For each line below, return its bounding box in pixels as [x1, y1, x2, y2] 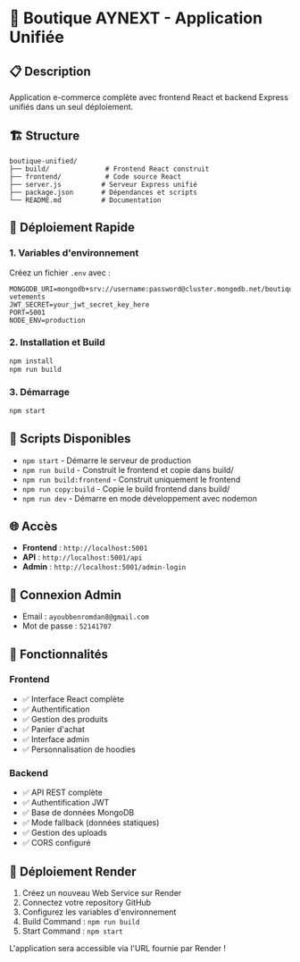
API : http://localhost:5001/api [21, 552, 143, 562]
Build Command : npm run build [21, 916, 140, 926]
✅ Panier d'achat [21, 723, 85, 734]
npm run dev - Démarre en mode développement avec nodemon [21, 493, 257, 503]
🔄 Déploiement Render [9, 864, 137, 879]
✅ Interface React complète [21, 693, 125, 705]
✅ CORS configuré [21, 838, 91, 848]
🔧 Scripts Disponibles [9, 431, 131, 446]
